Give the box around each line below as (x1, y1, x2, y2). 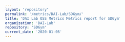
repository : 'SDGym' (5, 25, 47, 30)
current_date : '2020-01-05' (5, 29, 62, 34)
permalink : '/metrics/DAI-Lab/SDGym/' (5, 12, 84, 16)
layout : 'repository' (5, 7, 49, 12)
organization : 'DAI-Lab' (5, 20, 56, 26)
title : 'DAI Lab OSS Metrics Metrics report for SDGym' (5, 16, 121, 21)
